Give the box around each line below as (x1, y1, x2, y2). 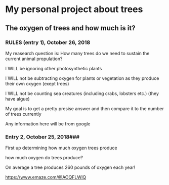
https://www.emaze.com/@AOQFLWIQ (5, 174, 87, 180)
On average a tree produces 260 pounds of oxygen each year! (5, 164, 136, 170)
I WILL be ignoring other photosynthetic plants (5, 65, 102, 71)
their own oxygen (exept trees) (5, 80, 69, 86)
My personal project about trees (5, 4, 143, 15)
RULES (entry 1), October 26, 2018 (5, 39, 91, 46)
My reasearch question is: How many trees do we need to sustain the (5, 50, 150, 56)
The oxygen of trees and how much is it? (5, 24, 136, 32)
